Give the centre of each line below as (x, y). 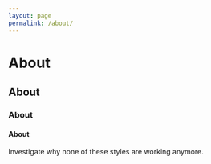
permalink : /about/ (41, 23)
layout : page (30, 16)
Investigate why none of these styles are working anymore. (106, 152)
